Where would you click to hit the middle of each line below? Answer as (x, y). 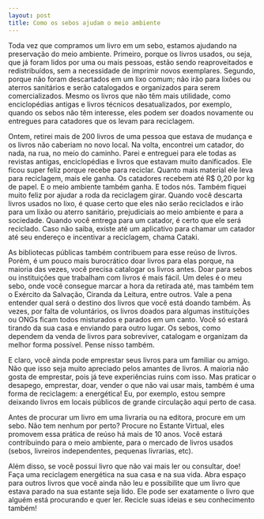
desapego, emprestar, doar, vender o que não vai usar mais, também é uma (131, 385)
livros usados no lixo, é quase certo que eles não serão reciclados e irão (126, 203)
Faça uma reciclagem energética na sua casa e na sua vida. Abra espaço (127, 474)
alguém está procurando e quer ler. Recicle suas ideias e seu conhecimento (132, 499)
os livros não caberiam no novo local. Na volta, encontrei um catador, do (126, 145)
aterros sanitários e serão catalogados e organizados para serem (114, 87)
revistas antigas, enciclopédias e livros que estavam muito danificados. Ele (130, 161)
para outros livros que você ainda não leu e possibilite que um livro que (124, 483)
